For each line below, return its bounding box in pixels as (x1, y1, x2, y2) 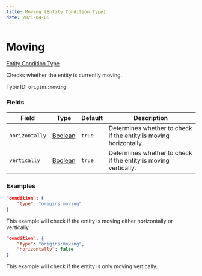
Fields (6, 98, 25, 107)
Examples (6, 181, 36, 190)
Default (81, 113, 103, 122)
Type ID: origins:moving (6, 83, 66, 91)
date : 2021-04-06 (6, 14, 50, 20)
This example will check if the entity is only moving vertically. (6, 263, 158, 270)
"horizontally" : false (17, 247, 74, 253)
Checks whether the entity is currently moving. (6, 71, 123, 79)
